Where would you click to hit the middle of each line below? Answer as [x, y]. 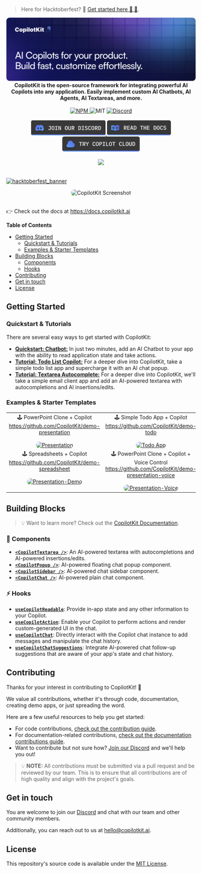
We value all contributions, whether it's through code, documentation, [93, 699]
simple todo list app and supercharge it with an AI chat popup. [92, 368]
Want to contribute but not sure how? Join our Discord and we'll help [100, 748]
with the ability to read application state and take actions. [86, 355]
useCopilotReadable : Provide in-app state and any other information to [102, 609]
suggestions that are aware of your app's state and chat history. [94, 653]
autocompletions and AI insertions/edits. [65, 387]
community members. [33, 819]
